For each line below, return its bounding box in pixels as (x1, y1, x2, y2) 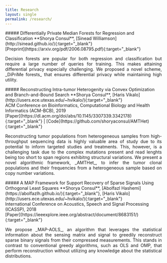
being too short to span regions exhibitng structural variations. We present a (5, 154, 162, 160)
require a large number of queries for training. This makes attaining (5, 61, 162, 67)
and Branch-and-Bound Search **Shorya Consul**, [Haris (5, 92, 125, 98)
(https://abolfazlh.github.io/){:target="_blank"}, (5, 190, 101, 197)
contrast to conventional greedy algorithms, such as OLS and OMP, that (5, 243, 162, 249)
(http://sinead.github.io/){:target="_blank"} (5, 41, 93, 47)
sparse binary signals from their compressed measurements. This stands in (5, 237, 162, 243)
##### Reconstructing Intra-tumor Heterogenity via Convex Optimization (5, 87, 155, 93)
